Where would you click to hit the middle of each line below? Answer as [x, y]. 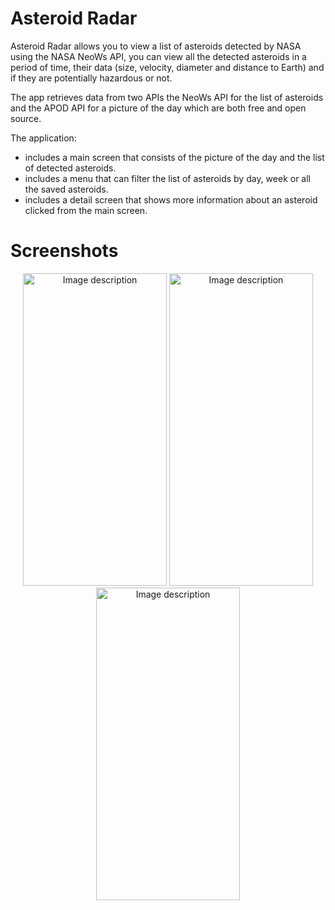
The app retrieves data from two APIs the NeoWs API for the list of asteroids [167, 97]
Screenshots [64, 251]
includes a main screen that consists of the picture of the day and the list [174, 157]
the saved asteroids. [66, 189]
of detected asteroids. [70, 168]
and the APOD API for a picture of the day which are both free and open [158, 108]
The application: [43, 138]
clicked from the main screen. [86, 210]
